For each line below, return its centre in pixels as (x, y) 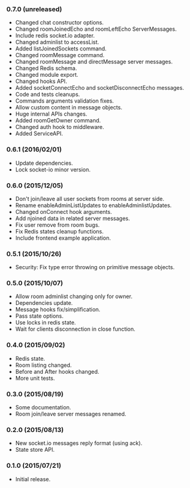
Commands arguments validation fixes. (65, 101)
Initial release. (33, 479)
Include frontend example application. (63, 238)
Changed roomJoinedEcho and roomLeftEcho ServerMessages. (96, 29)
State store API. (35, 450)
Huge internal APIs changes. (51, 114)
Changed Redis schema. (46, 68)
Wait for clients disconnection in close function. (75, 329)
